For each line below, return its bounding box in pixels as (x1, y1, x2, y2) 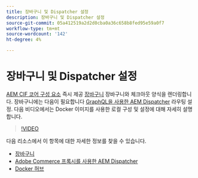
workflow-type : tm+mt (6, 25, 60, 32)
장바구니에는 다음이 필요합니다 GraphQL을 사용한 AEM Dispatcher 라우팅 (14, 98, 187, 105)
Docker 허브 (14, 165, 44, 172)
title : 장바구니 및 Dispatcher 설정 (6, 8, 89, 15)
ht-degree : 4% (6, 37, 42, 43)
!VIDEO (20, 125, 39, 132)
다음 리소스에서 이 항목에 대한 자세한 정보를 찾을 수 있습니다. (6, 137, 147, 144)
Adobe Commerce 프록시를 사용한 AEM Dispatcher (14, 157, 138, 165)
